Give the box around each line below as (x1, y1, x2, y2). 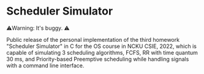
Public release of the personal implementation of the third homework (6, 36, 179, 43)
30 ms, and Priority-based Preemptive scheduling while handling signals (6, 55, 189, 62)
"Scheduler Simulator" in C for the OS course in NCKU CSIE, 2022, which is (6, 42, 197, 50)
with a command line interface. (6, 62, 85, 69)
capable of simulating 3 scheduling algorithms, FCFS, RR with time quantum (6, 49, 198, 56)
